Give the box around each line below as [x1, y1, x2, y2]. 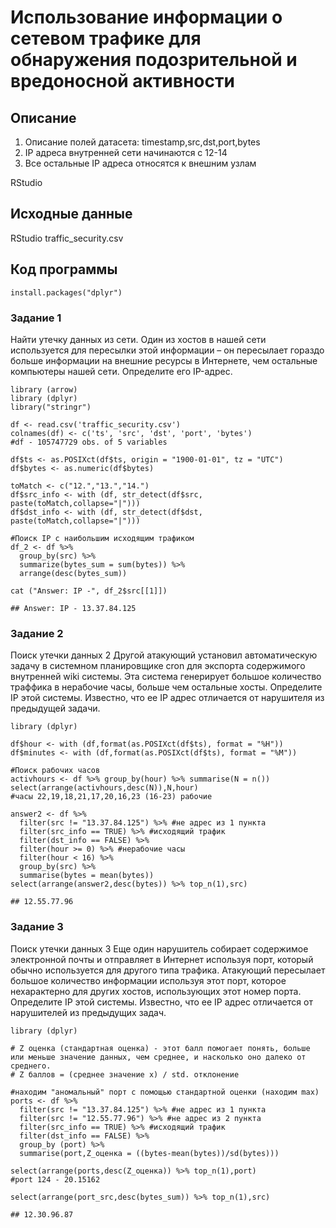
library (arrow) [10, 384, 78, 395]
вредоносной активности [10, 70, 235, 93]
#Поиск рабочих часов [10, 766, 101, 776]
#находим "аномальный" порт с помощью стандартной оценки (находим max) [10, 1087, 320, 1097]
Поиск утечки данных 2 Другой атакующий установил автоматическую [10, 649, 318, 661]
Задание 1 [10, 311, 62, 325]
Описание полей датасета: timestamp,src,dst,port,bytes [24, 136, 261, 148]
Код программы [10, 261, 118, 278]
